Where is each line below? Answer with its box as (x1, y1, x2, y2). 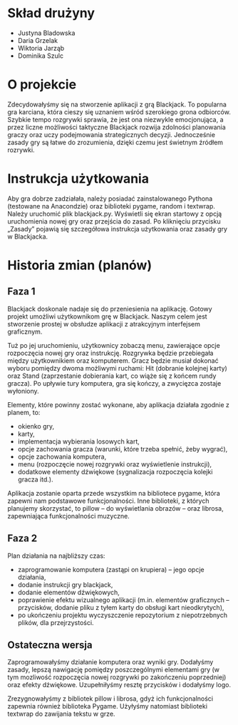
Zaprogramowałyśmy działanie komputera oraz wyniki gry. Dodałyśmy (7, 658, 214, 666)
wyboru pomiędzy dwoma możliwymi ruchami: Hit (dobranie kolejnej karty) (7, 364, 228, 372)
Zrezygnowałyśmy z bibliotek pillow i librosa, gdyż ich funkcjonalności (7, 694, 214, 703)
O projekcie (7, 76, 77, 93)
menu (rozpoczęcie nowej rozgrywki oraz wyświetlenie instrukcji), (17, 459, 212, 469)
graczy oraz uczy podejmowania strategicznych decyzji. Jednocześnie (7, 130, 216, 139)
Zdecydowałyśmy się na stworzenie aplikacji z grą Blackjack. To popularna (7, 100, 227, 109)
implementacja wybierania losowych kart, (17, 437, 140, 446)
